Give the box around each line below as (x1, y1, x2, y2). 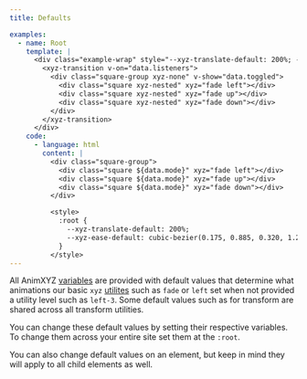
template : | (26, 47, 71, 56)
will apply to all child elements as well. (9, 359, 153, 370)
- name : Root (17, 38, 68, 47)
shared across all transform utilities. (9, 304, 144, 315)
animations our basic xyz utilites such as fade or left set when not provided (9, 285, 295, 296)
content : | (42, 149, 84, 158)
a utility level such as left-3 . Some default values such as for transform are (9, 294, 294, 306)
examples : (9, 29, 48, 39)
